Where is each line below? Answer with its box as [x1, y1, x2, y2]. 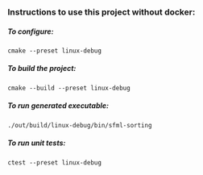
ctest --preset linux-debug [7, 158, 102, 167]
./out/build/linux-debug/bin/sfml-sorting [7, 121, 152, 129]
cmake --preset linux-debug [7, 47, 102, 55]
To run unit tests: [7, 138, 66, 148]
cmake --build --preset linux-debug [7, 84, 130, 92]
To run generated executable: [7, 101, 110, 110]
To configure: [7, 27, 54, 36]
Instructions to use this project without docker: [7, 6, 196, 18]
